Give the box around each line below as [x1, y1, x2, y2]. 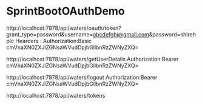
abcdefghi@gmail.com [93, 30, 150, 38]
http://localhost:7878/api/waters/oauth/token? [6, 24, 121, 32]
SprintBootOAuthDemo [6, 4, 126, 18]
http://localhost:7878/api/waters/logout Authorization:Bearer [6, 73, 158, 81]
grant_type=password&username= [6, 30, 93, 38]
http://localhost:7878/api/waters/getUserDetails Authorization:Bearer [6, 55, 179, 63]
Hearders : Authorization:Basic [15, 37, 92, 44]
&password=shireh [149, 30, 196, 38]
